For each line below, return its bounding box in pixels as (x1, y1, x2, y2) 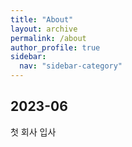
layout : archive (10, 24, 78, 34)
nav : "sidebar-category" (19, 61, 123, 71)
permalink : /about (10, 33, 87, 43)
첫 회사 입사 (10, 126, 57, 138)
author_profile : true (10, 42, 101, 53)
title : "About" (10, 14, 74, 25)
